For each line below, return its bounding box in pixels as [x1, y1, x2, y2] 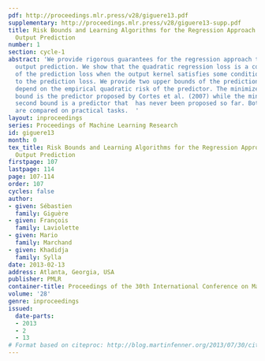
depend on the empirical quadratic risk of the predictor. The [15, 84, 227, 93]
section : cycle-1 [8, 48, 65, 56]
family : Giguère [15, 210, 69, 218]
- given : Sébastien [8, 202, 73, 210]
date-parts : [15, 312, 55, 320]
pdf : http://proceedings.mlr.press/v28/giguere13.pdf [8, 11, 189, 20]
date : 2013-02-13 [8, 261, 65, 269]
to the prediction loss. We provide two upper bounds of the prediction [15, 77, 259, 85]
